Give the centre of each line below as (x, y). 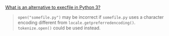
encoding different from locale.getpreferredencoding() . (76, 23)
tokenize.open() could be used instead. (59, 28)
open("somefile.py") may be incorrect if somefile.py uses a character (91, 17)
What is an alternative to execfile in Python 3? (53, 7)
